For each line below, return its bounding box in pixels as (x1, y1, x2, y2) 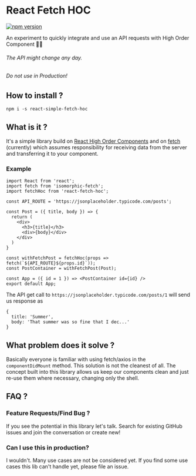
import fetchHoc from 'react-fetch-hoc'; (6, 189, 109, 195)
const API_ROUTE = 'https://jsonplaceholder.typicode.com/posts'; (6, 199, 172, 205)
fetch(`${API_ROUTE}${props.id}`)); (6, 260, 96, 266)
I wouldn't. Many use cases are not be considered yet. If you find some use (6, 457, 188, 464)
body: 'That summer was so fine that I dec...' (11, 319, 130, 325)
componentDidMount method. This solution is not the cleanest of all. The (6, 362, 176, 369)
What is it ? (6, 122, 48, 132)
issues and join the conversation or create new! (6, 428, 121, 435)
